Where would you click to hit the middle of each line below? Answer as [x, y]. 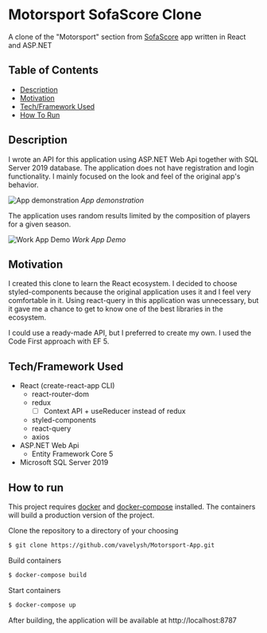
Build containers [35, 560]
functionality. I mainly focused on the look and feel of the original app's [124, 176]
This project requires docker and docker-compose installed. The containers [132, 507]
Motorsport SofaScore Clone [105, 15]
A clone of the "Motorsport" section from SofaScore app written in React [127, 37]
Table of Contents [54, 71]
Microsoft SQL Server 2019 [64, 462]
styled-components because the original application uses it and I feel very [130, 292]
